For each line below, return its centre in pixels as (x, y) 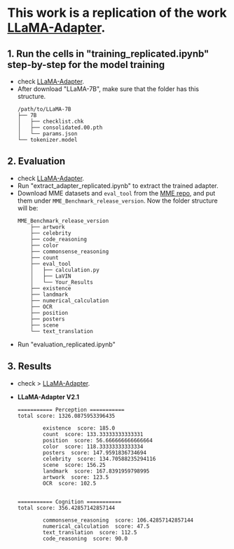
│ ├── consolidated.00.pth (60, 128)
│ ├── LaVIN (51, 276)
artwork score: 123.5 (76, 477)
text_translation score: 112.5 (90, 532)
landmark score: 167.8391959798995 (96, 471)
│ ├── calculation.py (65, 270)
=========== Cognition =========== (69, 502)
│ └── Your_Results (62, 282)
